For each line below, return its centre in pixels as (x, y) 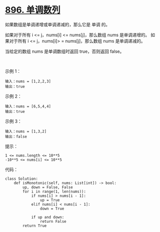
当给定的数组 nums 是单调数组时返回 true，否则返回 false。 (65, 51)
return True (35, 226)
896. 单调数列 (33, 10)
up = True (50, 200)
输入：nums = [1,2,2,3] (28, 81)
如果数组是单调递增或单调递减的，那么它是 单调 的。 (58, 24)
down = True (52, 209)
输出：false (16, 137)
